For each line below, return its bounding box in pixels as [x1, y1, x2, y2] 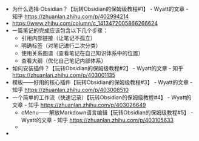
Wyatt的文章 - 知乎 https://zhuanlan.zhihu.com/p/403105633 [21, 117, 174, 123]
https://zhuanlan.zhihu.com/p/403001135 [12, 71, 116, 79]
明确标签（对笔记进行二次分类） [21, 42, 101, 49]
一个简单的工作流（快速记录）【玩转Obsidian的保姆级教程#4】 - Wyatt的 [12, 94, 192, 101]
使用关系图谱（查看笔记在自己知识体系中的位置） [21, 50, 144, 56]
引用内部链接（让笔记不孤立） [21, 34, 96, 41]
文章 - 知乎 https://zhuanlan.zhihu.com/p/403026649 [12, 102, 146, 108]
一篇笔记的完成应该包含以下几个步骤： [12, 27, 108, 34]
